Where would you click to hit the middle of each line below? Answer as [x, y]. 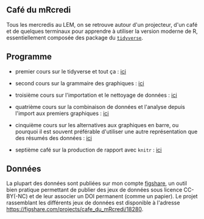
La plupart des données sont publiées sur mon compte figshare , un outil [97, 183]
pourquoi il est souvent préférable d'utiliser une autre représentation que [106, 131]
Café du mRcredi [39, 10]
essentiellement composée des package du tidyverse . [75, 37]
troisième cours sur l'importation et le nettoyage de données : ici [96, 95]
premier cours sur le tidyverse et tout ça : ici [71, 71]
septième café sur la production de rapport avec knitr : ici [88, 150]
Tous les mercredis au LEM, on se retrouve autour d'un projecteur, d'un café [102, 24]
